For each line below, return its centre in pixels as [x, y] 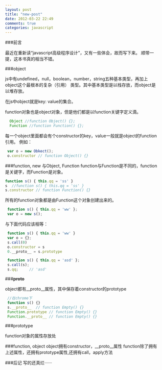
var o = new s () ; [25, 214]
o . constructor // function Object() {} [48, 156]
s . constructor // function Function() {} [48, 190]
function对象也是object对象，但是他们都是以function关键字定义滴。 [73, 112]
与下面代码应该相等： [26, 224]
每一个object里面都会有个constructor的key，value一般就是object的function [81, 136]
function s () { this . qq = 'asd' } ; [43, 260]
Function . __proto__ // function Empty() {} [52, 317]
